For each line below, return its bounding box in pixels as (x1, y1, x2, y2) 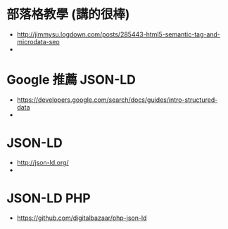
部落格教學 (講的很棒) (6, 6, 130, 22)
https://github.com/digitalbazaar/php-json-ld (16, 214, 147, 222)
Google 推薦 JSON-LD (6, 72, 137, 88)
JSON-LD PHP (6, 190, 91, 206)
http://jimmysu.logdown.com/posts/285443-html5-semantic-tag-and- (16, 30, 221, 39)
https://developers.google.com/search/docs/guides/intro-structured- (16, 96, 218, 104)
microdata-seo (16, 37, 61, 46)
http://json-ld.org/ (16, 158, 69, 166)
